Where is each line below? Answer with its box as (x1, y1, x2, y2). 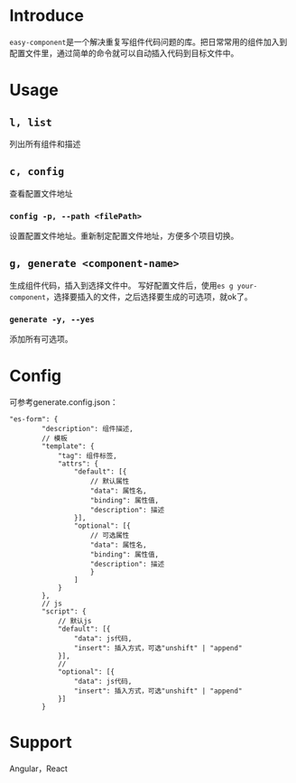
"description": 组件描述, (42, 425, 134, 434)
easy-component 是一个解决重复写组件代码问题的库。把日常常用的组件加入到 (9, 36, 288, 47)
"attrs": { (57, 459, 99, 469)
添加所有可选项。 (9, 334, 73, 345)
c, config (9, 165, 65, 179)
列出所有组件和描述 (9, 138, 81, 149)
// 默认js (57, 617, 92, 626)
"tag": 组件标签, (57, 452, 117, 461)
